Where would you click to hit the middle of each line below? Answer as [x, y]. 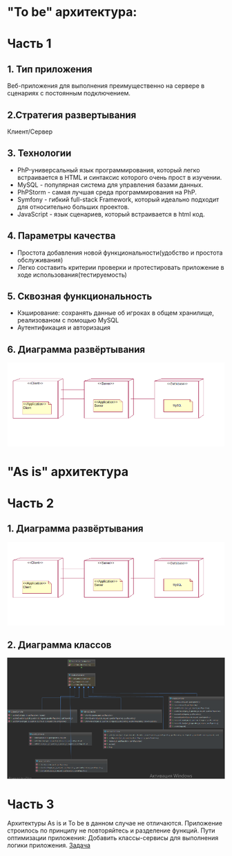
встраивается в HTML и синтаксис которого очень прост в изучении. [119, 177]
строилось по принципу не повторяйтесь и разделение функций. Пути [111, 830]
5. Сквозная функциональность [80, 297]
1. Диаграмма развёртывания [75, 529]
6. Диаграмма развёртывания [76, 349]
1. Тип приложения [50, 69]
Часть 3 [31, 804]
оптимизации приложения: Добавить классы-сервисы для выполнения [113, 838]
